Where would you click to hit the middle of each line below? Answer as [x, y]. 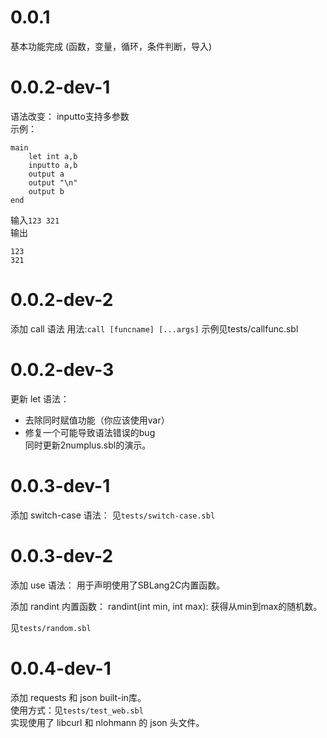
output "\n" [53, 182]
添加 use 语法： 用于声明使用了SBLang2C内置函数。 [118, 585]
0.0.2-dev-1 [60, 87]
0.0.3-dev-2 [62, 555]
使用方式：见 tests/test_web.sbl [77, 710]
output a [46, 174]
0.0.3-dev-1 [60, 485]
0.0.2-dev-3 [62, 370]
